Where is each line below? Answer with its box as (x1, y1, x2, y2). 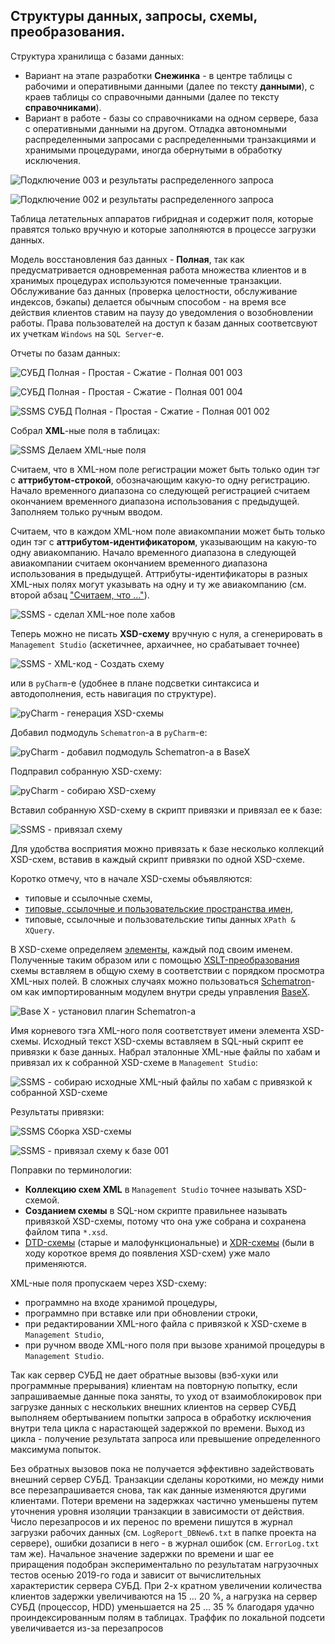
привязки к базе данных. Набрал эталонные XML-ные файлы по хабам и (10, 1045, 321, 1058)
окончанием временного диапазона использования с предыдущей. (10, 495, 300, 507)
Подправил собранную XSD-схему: (10, 765, 163, 777)
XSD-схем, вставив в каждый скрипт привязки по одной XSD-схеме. (10, 853, 306, 865)
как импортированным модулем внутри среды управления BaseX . (24, 985, 311, 998)
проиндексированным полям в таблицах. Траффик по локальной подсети (10, 1611, 326, 1623)
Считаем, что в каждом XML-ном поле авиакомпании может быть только (10, 525, 326, 537)
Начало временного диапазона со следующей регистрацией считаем (10, 484, 311, 496)
